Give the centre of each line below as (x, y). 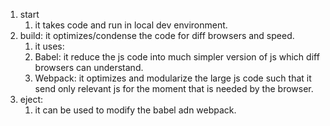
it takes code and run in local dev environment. (131, 25)
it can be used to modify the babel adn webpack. (135, 110)
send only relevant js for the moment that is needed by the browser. (174, 88)
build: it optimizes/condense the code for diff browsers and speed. (157, 35)
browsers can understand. (89, 67)
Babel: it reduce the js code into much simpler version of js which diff (177, 57)
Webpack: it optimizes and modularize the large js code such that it (173, 78)
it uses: (49, 46)
